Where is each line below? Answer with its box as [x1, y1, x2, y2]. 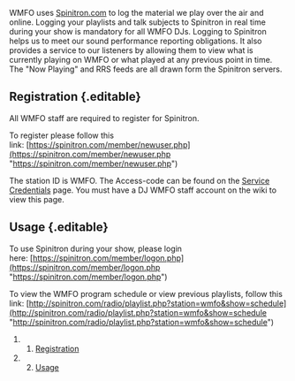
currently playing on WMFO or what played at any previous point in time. [9, 55, 273, 65]
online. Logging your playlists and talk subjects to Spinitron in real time [9, 17, 267, 27]
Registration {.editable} [9, 89, 141, 104]
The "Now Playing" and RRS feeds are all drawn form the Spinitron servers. [9, 64, 283, 74]
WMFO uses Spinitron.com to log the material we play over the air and [9, 8, 264, 18]
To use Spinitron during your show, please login [9, 243, 183, 254]
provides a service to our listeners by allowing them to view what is [9, 45, 253, 56]
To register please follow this [9, 130, 115, 141]
